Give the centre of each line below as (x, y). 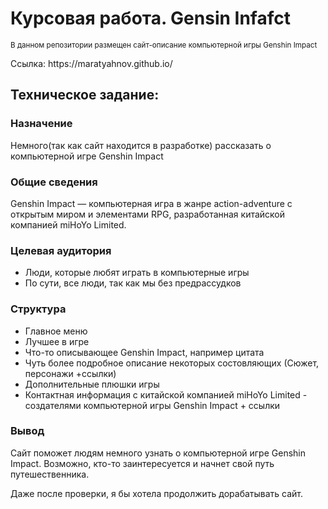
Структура (38, 309)
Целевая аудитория (61, 250)
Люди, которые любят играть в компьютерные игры (137, 273)
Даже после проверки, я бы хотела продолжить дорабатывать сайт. (157, 493)
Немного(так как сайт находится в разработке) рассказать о (141, 145)
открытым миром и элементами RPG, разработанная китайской (148, 214)
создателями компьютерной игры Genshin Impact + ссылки (152, 405)
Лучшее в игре (57, 341)
